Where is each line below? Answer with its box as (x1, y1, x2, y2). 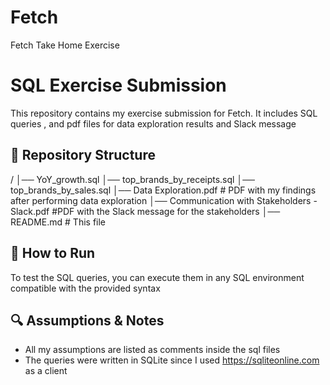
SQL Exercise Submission (10, 74, 227, 97)
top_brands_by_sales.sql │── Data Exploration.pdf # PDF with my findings (10, 184, 317, 196)
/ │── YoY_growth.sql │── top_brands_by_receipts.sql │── (10, 173, 256, 185)
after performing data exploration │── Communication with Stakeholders (10, 194, 312, 206)
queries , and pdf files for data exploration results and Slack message (10, 117, 297, 130)
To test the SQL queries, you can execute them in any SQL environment (10, 271, 305, 283)
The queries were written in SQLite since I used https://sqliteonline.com (24, 354, 320, 366)
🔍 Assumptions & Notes (10, 312, 165, 329)
